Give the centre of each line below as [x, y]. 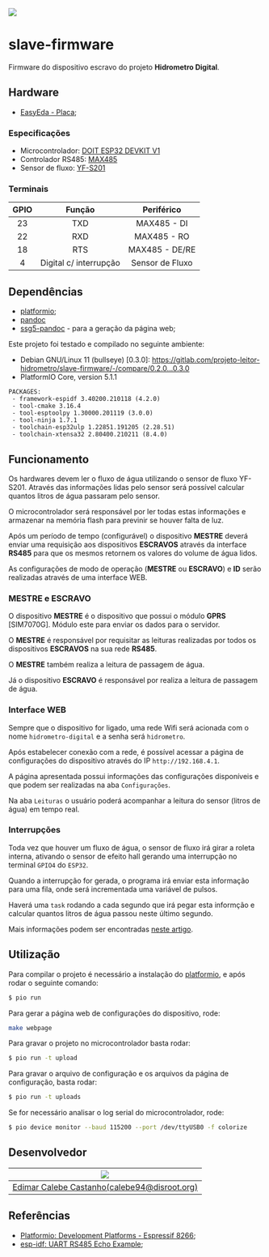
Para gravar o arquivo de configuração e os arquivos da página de [118, 1074]
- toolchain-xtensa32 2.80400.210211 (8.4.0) [90, 435]
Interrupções [34, 830]
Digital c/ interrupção [80, 263]
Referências [40, 1216]
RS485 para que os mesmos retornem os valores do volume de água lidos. [133, 553]
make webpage [30, 1028]
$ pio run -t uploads [45, 1097]
